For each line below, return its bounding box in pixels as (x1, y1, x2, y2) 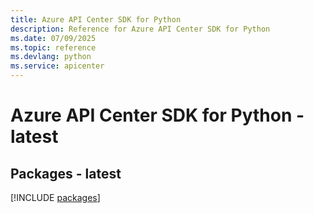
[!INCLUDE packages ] (10, 192, 101, 203)
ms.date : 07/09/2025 (10, 33, 97, 43)
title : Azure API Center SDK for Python (10, 14, 182, 25)
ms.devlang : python (10, 52, 92, 62)
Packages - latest (10, 165, 122, 182)
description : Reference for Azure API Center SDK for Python (10, 24, 271, 34)
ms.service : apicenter (10, 61, 105, 71)
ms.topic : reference (10, 42, 97, 53)
